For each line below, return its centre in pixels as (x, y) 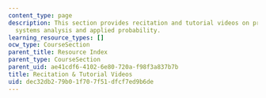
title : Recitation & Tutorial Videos (70, 74)
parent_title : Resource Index (58, 52)
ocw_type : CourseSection (49, 45)
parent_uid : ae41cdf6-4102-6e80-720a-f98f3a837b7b (93, 67)
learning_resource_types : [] (56, 38)
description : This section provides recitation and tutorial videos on (129, 23)
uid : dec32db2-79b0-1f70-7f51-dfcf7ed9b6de (81, 81)
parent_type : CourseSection (55, 60)
